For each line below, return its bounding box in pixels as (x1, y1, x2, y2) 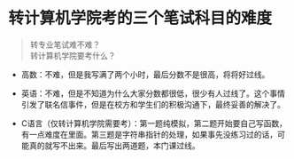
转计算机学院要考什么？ (29, 50, 116, 60)
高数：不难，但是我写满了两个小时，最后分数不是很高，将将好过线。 (20, 68, 270, 80)
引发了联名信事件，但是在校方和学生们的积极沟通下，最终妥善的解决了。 (20, 99, 285, 109)
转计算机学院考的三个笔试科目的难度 (8, 8, 273, 28)
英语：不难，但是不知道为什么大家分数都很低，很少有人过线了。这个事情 (20, 88, 285, 99)
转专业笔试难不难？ (29, 39, 101, 50)
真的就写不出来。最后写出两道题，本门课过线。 (28, 139, 200, 151)
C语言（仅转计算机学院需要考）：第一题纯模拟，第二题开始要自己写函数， (20, 117, 288, 129)
